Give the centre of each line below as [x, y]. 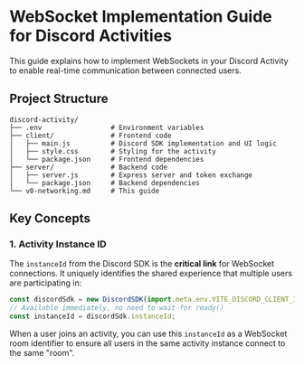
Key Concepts [50, 219]
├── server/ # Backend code [89, 167]
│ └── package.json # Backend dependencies [105, 182]
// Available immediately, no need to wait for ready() [117, 308]
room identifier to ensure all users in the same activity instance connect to [147, 343]
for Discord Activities [91, 36]
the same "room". [42, 353]
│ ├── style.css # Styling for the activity [113, 151]
